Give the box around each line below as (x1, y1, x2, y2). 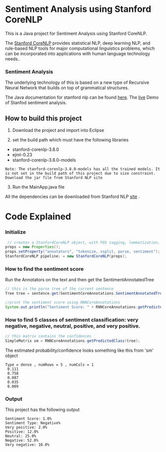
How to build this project (5, 114, 82, 123)
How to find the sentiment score (5, 265, 84, 272)
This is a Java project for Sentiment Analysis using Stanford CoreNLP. (5, 30, 147, 36)
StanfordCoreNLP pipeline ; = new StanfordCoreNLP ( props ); (5, 254, 127, 259)
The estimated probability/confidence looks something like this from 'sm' (5, 347, 154, 353)
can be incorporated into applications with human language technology (5, 51, 151, 57)
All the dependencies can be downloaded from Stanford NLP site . (5, 194, 140, 199)
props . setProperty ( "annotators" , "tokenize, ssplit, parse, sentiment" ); (5, 249, 161, 254)
